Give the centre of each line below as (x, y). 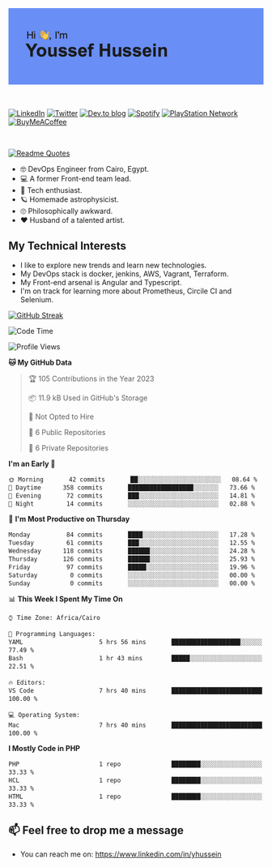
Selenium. (37, 299)
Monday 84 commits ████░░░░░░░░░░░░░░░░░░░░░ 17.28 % (132, 535)
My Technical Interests (68, 246)
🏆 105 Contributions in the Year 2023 (91, 378)
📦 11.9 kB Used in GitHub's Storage (88, 398)
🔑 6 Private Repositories (68, 448)
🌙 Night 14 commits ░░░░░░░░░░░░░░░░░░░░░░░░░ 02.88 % (132, 504)
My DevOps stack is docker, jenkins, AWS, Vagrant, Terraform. (124, 274)
